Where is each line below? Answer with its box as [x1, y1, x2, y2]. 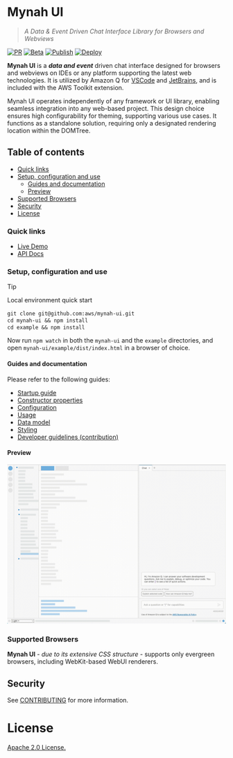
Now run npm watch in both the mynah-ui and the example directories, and [7, 336, 214, 345]
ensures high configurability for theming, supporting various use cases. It [7, 112, 217, 120]
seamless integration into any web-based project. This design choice [7, 104, 205, 112]
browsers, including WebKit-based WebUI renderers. [7, 657, 158, 666]
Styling [17, 425, 38, 433]
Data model [17, 417, 51, 427]
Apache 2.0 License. [7, 743, 66, 751]
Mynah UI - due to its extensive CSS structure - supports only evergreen [7, 650, 215, 659]
